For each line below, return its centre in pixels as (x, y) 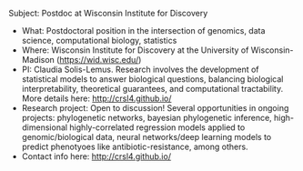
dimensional (45, 127)
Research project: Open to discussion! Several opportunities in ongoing (155, 108)
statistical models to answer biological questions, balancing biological (152, 79)
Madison (38, 60)
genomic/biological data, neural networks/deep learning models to (146, 137)
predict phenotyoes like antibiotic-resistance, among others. (135, 146)
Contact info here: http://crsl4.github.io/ (96, 156)
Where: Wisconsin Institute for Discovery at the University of (135, 50)
